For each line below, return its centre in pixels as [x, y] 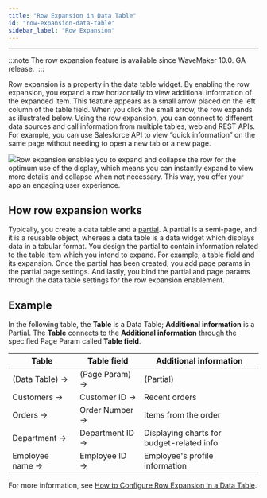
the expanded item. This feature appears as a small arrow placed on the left [132, 101]
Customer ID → [108, 397]
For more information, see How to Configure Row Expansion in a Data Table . [133, 485]
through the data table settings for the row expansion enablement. [116, 280]
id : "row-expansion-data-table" [62, 23]
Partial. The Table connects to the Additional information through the [122, 333]
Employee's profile [179, 456]
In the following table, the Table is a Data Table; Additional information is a [132, 324]
